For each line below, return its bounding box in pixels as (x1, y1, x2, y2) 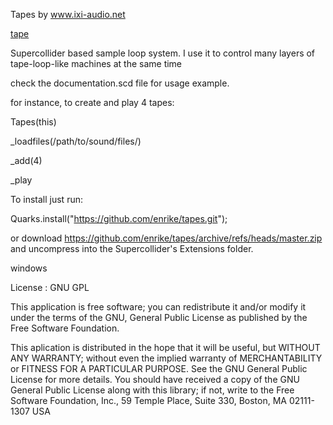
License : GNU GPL (10, 282, 90, 293)
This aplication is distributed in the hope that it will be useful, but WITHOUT (10, 342, 321, 353)
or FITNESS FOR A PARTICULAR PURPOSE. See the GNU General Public (10, 363, 308, 374)
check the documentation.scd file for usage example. (10, 77, 230, 89)
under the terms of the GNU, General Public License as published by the (10, 312, 308, 323)
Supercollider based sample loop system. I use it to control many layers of (10, 47, 316, 59)
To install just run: (10, 194, 83, 205)
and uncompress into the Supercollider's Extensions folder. (10, 243, 254, 254)
